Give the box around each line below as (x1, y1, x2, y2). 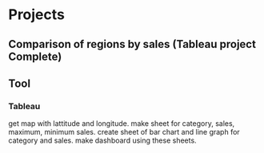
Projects (8, 6, 66, 24)
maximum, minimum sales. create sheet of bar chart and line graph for (8, 127, 240, 137)
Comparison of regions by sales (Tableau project (8, 37, 256, 51)
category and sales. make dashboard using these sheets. (8, 135, 198, 145)
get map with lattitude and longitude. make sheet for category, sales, (8, 119, 235, 128)
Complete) (8, 49, 62, 63)
